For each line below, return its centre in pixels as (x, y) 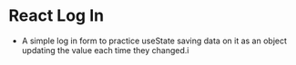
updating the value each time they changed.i (105, 50)
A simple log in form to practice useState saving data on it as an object (154, 41)
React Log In (56, 16)
